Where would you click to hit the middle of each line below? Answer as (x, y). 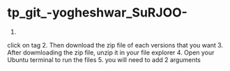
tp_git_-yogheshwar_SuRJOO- (98, 13)
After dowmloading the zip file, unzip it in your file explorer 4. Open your (111, 52)
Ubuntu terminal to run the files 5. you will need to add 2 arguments (104, 59)
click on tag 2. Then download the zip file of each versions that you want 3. (115, 45)
